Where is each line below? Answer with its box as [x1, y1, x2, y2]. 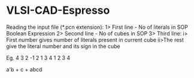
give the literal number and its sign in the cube [6, 43, 121, 50]
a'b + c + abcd [6, 65, 43, 73]
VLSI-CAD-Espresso [6, 4, 110, 17]
